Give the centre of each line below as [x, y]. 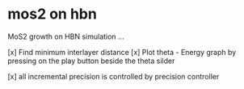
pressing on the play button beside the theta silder [91, 61]
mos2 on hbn [53, 14]
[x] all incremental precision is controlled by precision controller [114, 76]
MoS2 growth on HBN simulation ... [66, 36]
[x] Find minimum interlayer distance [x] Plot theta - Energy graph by [122, 52]
